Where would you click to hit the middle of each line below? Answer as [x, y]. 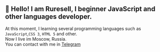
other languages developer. [49, 17]
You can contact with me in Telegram [43, 44]
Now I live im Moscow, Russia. [36, 39]
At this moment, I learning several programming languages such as [73, 28]
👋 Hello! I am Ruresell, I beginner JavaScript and [80, 9]
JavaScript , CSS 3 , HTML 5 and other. [41, 34]
